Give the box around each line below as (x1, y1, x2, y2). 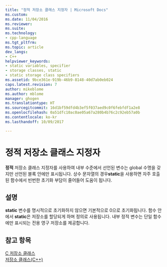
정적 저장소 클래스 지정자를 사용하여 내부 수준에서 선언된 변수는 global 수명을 (5, 164, 155, 171)
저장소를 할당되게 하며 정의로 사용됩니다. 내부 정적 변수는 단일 (32, 214, 152, 220)
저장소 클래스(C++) (5, 256, 44, 262)
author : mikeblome (5, 86, 44, 92)
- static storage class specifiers (5, 73, 80, 78)
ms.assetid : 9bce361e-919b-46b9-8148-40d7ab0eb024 (5, 77, 113, 82)
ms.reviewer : (5, 21, 33, 27)
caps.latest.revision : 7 (5, 82, 57, 87)
